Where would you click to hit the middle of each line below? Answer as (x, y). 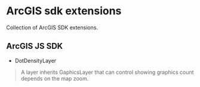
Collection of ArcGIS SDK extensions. (52, 27)
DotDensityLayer (36, 60)
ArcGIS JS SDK (35, 46)
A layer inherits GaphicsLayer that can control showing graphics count (107, 72)
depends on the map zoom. (55, 78)
